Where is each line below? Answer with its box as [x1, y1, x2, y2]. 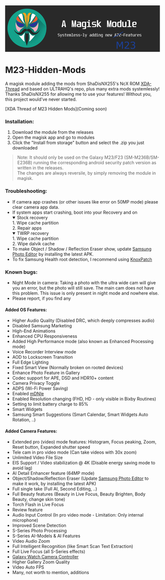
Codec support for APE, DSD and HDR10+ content [12, 375, 114, 381]
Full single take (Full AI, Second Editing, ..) [12, 486, 97, 492]
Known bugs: [5, 268, 38, 275]
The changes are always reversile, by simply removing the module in [17, 170, 156, 176]
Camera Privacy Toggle [12, 380, 60, 386]
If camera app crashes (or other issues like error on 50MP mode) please [12, 199, 159, 204]
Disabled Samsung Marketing [12, 323, 72, 329]
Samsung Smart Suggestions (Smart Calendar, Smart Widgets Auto [12, 411, 148, 418]
